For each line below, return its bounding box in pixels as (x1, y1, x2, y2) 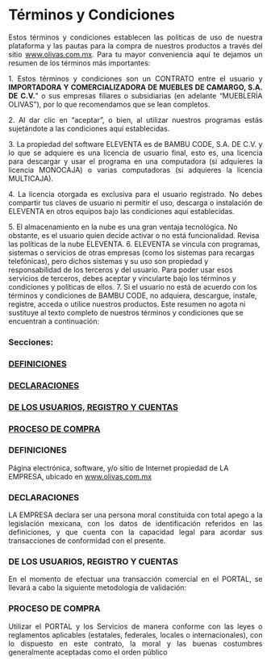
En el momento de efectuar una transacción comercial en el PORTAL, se (8, 575, 263, 584)
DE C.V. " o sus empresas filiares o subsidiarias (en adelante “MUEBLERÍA (8, 90, 264, 100)
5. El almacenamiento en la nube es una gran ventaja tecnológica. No (8, 222, 238, 232)
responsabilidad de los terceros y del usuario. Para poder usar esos (8, 265, 233, 274)
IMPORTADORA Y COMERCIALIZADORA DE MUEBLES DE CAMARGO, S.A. (8, 82, 263, 92)
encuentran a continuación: (8, 316, 99, 326)
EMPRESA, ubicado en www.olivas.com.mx (8, 471, 152, 481)
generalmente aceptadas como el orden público (8, 647, 168, 657)
